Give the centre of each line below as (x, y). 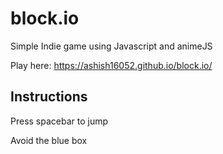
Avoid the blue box (49, 140)
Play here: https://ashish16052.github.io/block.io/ (111, 65)
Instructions (49, 97)
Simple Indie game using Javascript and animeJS (111, 46)
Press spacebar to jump (59, 121)
